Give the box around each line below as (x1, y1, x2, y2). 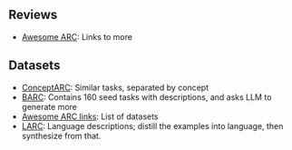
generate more (21, 101, 78, 112)
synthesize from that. (21, 130, 102, 141)
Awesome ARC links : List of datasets (21, 111, 160, 122)
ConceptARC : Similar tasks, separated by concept (21, 82, 209, 93)
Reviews (8, 7, 58, 23)
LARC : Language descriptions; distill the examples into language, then (21, 120, 284, 131)
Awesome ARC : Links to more (21, 31, 133, 42)
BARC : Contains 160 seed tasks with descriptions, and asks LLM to (21, 91, 272, 103)
